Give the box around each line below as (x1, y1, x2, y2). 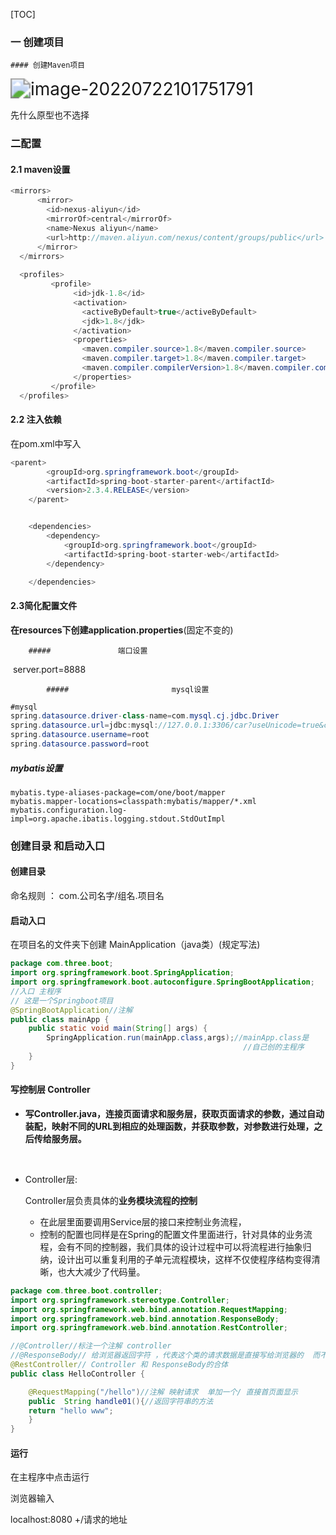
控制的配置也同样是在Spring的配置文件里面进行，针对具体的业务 (39, 1228, 304, 1240)
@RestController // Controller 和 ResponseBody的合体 (10, 1360, 229, 1370)
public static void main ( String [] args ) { (28, 1024, 208, 1034)
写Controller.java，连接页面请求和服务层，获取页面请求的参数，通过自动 (24, 1107, 325, 1119)
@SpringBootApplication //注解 (10, 1005, 133, 1015)
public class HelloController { (10, 1369, 145, 1379)
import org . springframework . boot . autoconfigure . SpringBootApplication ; (10, 977, 315, 987)
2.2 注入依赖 (10, 414, 62, 426)
